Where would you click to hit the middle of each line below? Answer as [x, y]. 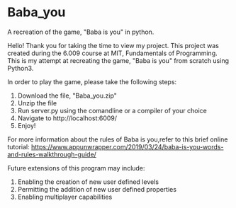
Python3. [21, 68]
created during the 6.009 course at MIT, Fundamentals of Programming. [112, 53]
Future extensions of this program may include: [76, 168]
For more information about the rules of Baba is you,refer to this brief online [118, 139]
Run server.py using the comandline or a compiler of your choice [112, 110]
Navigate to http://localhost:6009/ [67, 118]
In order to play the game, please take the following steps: [92, 81]
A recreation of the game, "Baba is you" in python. [81, 32]
